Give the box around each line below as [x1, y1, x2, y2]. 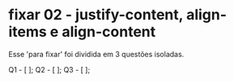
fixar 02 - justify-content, [8, 6, 184, 24]
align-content [62, 23, 156, 41]
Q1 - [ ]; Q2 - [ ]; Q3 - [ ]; [8, 64, 91, 74]
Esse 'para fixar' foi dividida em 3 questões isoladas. [8, 49, 185, 59]
